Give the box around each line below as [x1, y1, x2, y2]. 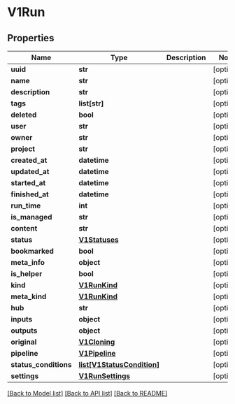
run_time [10, 201, 41, 210]
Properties [7, 32, 55, 44]
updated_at [10, 167, 50, 176]
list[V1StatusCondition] [78, 360, 159, 369]
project [10, 144, 36, 154]
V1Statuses [78, 235, 119, 245]
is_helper [10, 269, 43, 278]
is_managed [10, 212, 52, 222]
